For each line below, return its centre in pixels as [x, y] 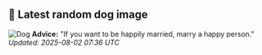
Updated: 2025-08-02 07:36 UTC [64, 42]
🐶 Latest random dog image [78, 15]
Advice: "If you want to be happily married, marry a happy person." [143, 33]
